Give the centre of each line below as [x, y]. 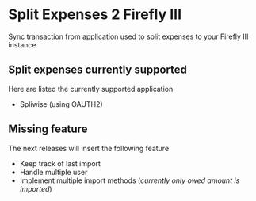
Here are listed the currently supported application [91, 89]
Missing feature [48, 129]
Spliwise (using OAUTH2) [61, 104]
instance [22, 44]
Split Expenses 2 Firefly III [95, 15]
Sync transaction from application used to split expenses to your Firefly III [128, 36]
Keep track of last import [60, 163]
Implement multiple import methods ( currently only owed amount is [130, 180]
